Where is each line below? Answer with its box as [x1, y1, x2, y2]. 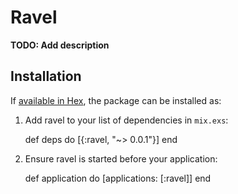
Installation [10, 68, 82, 85]
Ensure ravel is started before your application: [24, 152, 218, 165]
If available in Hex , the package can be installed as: [10, 94, 222, 106]
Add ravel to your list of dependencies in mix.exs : [24, 114, 229, 126]
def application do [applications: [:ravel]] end [24, 172, 212, 184]
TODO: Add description [10, 39, 110, 51]
